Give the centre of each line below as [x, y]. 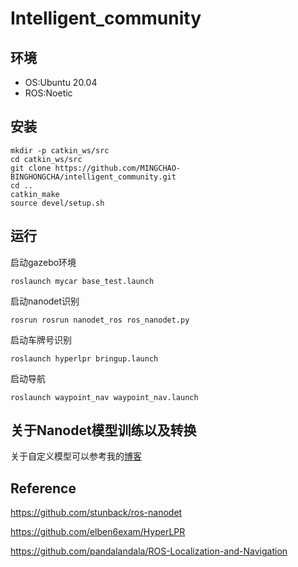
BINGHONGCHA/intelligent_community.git [93, 177]
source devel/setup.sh [57, 203]
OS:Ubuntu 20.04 [61, 82]
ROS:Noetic [48, 93]
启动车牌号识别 [41, 339]
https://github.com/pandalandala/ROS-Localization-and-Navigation [149, 551]
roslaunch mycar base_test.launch [82, 281]
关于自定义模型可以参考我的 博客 [76, 456]
